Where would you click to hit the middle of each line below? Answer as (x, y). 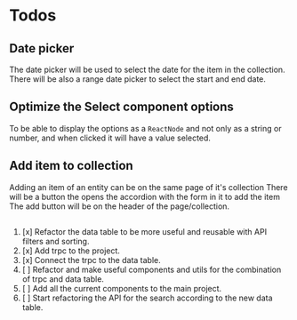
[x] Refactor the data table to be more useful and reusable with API (144, 232)
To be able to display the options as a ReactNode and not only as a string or (145, 128)
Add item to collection (71, 166)
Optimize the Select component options (121, 107)
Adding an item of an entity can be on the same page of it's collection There (148, 187)
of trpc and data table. (63, 279)
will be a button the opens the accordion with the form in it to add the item (144, 196)
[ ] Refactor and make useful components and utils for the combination (152, 270)
